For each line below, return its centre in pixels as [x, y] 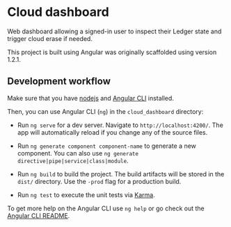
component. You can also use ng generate [78, 153]
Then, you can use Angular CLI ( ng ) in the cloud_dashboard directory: [105, 111]
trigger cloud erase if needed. [50, 38]
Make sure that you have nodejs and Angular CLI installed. [90, 98]
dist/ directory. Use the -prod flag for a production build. [99, 181]
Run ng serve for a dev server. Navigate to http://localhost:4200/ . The [120, 125]
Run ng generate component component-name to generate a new [107, 146]
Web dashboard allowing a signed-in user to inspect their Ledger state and [114, 31]
